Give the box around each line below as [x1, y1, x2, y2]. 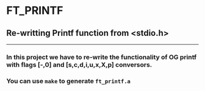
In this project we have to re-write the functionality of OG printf [6, 53, 197, 61]
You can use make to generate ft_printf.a [6, 76, 131, 85]
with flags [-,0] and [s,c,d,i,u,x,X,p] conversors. [6, 60, 153, 69]
